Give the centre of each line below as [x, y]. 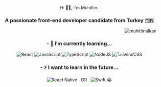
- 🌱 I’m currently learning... [79, 43]
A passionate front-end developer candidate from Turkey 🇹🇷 [79, 20]
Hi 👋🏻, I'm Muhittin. [79, 8]
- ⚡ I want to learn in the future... [79, 67]
